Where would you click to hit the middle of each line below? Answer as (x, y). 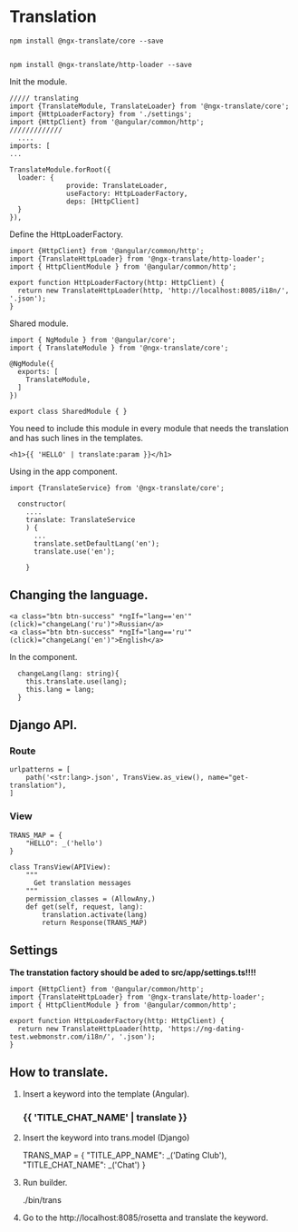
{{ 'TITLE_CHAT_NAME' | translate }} (105, 1118)
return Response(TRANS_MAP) (95, 922)
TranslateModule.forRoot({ (60, 170)
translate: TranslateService (81, 519)
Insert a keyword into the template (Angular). (106, 1094)
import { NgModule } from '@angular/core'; (93, 340)
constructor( (42, 504)
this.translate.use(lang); (77, 681)
